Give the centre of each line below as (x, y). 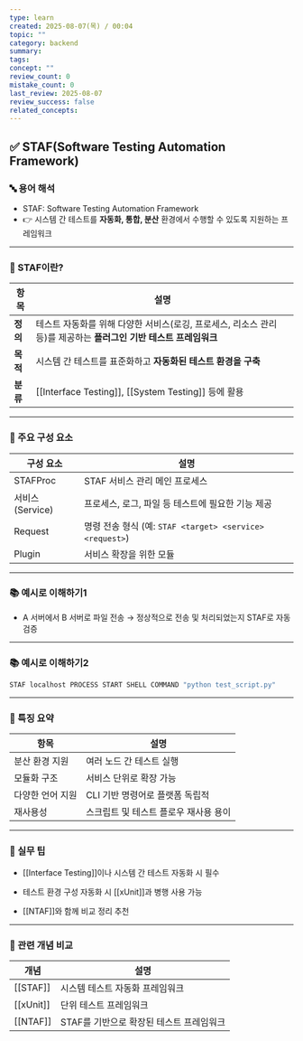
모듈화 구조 (36, 778)
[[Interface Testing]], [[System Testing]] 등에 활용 (140, 392)
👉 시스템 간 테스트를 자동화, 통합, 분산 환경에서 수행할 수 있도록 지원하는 (151, 219)
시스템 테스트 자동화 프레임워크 (122, 988)
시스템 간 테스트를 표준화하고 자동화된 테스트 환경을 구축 (148, 361)
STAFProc (35, 480)
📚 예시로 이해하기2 (49, 662)
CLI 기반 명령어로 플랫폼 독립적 (147, 795)
